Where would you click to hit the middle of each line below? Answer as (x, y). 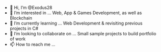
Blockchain (21, 18)
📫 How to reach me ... (32, 44)
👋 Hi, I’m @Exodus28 (31, 8)
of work (18, 39)
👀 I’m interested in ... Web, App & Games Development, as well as (76, 13)
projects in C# (24, 28)
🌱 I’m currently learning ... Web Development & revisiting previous (76, 23)
